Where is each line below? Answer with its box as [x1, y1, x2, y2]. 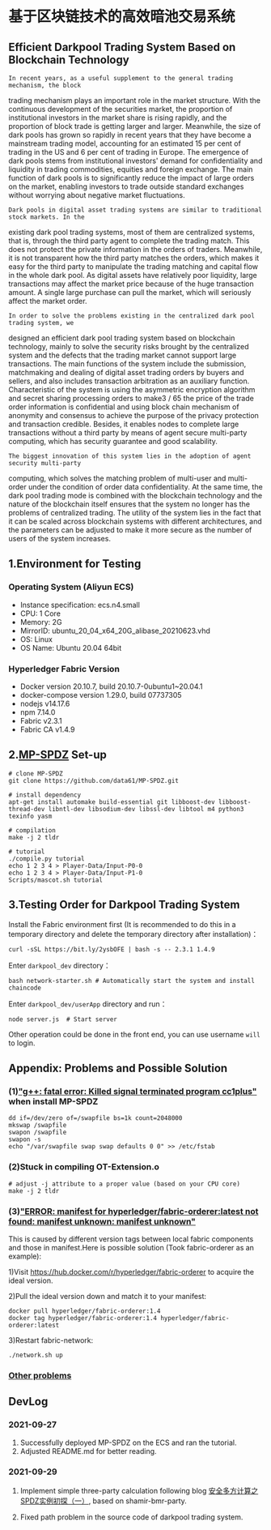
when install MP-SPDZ [8, 1096, 99, 1107]
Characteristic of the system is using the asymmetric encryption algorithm [8, 385, 256, 394]
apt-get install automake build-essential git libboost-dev [8, 797, 216, 806]
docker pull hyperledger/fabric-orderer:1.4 [8, 1306, 161, 1315]
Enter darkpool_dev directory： [8, 960, 111, 970]
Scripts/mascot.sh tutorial [8, 876, 104, 884]
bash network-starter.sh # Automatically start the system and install [8, 977, 255, 985]
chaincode [8, 984, 42, 992]
